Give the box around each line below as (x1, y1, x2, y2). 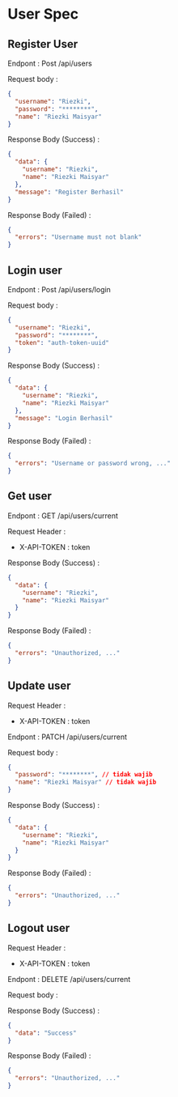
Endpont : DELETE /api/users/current (7, 974, 131, 984)
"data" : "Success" (15, 1029, 78, 1037)
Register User (7, 37, 78, 51)
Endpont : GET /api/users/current (7, 511, 119, 521)
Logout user (7, 921, 70, 935)
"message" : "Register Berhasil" (15, 188, 125, 196)
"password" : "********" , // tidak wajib (15, 771, 153, 779)
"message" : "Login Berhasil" (15, 414, 113, 422)
